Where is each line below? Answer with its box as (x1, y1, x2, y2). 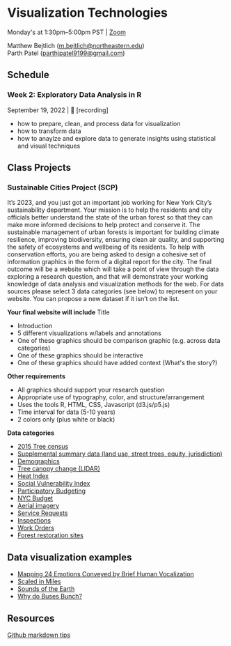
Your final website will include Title (7, 308, 110, 316)
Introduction (17, 322, 53, 330)
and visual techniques (17, 141, 81, 150)
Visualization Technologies (7, 5, 168, 21)
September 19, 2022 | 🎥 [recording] (7, 106, 109, 114)
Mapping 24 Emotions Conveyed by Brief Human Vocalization (17, 570, 195, 578)
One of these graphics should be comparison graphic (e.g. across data (17, 337, 221, 345)
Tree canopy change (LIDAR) (17, 465, 101, 473)
